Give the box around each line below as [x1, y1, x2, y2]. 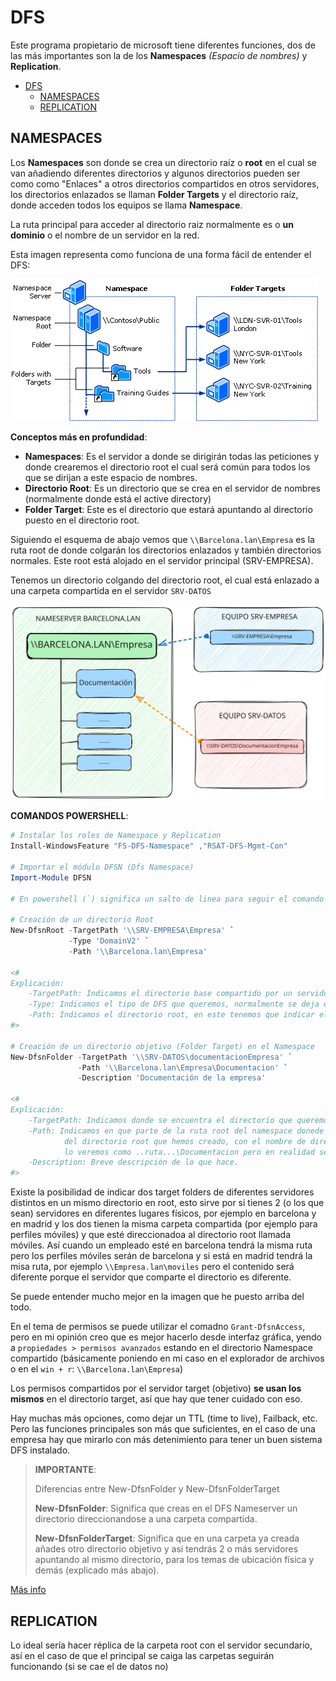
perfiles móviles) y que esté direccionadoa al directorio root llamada [10, 1229, 291, 1241]
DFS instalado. [10, 1444, 71, 1456]
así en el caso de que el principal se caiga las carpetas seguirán [10, 1649, 275, 1661]
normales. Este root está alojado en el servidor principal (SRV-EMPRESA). [10, 554, 314, 566]
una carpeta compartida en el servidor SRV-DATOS [10, 584, 212, 596]
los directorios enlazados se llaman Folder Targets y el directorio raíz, [10, 188, 299, 200]
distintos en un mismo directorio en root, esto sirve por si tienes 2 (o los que [10, 1197, 325, 1209]
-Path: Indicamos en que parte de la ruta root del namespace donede [28, 1126, 325, 1136]
